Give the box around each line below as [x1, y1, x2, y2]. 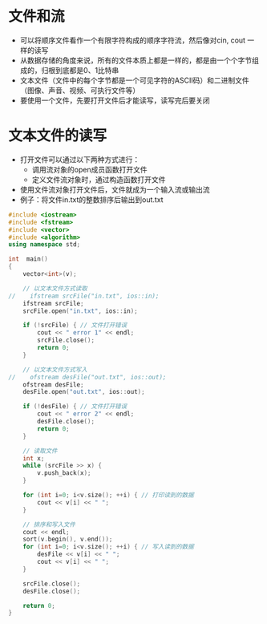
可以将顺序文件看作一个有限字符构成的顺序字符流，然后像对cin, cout [19, 35, 246, 45]
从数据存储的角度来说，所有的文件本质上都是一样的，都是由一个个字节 [19, 55, 253, 65]
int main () [8, 255, 48, 263]
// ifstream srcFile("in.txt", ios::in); [8, 292, 160, 300]
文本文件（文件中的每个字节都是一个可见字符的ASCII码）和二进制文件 [19, 75, 250, 85]
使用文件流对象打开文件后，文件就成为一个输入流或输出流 [19, 184, 210, 194]
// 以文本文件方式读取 [22, 284, 88, 293]
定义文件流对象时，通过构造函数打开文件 [31, 174, 166, 184]
